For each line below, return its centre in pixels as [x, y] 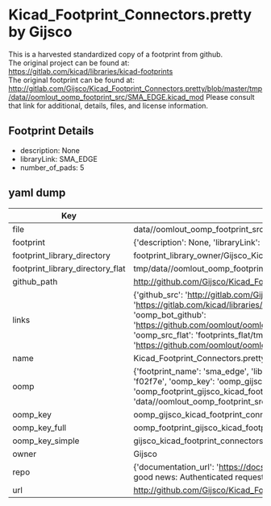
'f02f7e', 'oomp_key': [174, 381]
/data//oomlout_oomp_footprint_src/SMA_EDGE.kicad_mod [106, 97]
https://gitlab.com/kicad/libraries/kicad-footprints [91, 71]
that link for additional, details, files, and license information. [108, 106]
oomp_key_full [40, 427]
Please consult [230, 97]
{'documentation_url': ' [176, 467]
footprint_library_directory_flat [69, 268]
